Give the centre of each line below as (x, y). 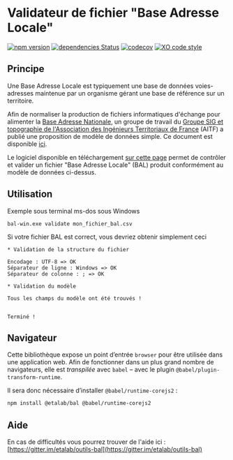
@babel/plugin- (198, 370)
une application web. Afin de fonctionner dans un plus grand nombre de (111, 362)
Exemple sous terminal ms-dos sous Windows (74, 211)
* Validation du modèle (42, 286)
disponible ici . (27, 144)
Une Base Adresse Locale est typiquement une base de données (100, 86)
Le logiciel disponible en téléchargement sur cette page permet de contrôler (117, 157)
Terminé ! (22, 317)
